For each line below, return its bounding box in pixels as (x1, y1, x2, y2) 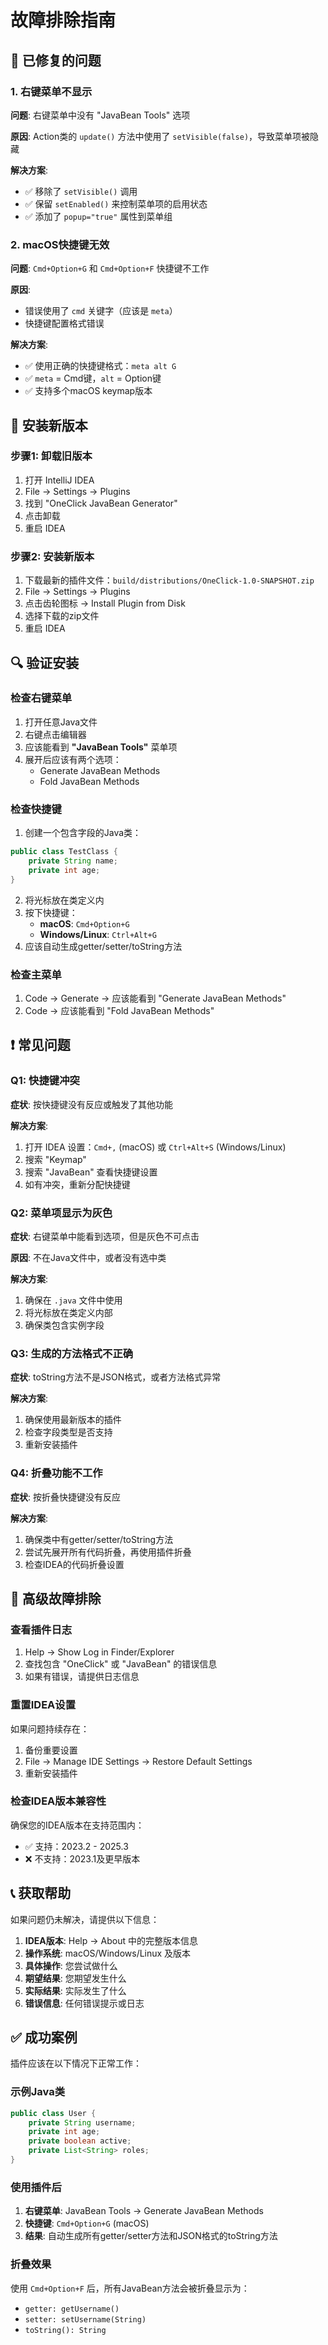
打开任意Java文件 (24, 716, 98, 728)
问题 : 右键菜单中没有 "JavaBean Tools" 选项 (10, 109, 191, 121)
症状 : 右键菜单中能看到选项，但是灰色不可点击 (10, 1230, 200, 1242)
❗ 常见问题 (10, 1037, 71, 1054)
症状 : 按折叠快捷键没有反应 (10, 1491, 121, 1503)
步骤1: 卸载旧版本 (10, 449, 93, 463)
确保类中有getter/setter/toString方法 (24, 1533, 174, 1545)
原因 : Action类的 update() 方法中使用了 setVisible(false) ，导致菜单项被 (10, 130, 311, 142)
